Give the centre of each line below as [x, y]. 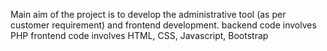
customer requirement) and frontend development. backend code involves [163, 25]
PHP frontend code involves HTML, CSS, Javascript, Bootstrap [139, 35]
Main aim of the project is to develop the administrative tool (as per [148, 14]
